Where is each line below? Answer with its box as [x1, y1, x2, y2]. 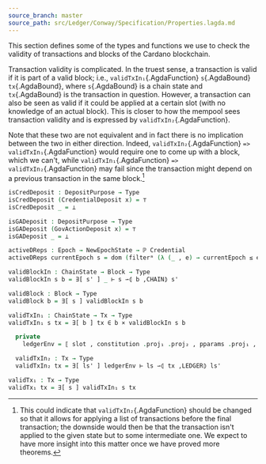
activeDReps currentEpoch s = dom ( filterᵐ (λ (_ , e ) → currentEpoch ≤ [8, 254, 253, 262]
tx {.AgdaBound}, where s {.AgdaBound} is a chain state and [8, 81, 203, 91]
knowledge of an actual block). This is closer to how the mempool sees [8, 106, 241, 115]
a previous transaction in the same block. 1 [8, 172, 145, 183]
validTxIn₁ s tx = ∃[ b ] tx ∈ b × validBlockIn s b [8, 319, 186, 326]
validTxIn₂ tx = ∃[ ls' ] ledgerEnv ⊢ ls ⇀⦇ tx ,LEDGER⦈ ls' [15, 362, 222, 370]
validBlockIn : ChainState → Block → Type [8, 268, 150, 277]
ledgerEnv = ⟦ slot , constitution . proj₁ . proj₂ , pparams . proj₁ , [22, 341, 257, 349]
